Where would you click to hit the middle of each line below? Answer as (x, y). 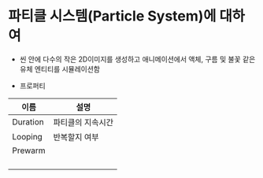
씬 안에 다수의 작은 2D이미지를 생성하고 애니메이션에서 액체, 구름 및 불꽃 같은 (137, 59)
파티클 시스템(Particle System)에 (112, 16)
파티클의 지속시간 (83, 122)
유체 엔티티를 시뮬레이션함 (60, 69)
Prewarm (29, 150)
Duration (28, 121)
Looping (28, 136)
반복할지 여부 (76, 137)
